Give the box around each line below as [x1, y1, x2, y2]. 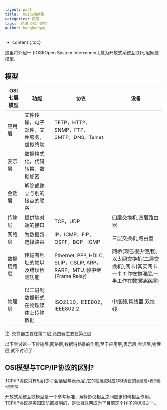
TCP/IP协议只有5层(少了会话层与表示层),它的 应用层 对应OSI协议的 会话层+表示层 [5, 377, 161, 384]
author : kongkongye [5, 26, 46, 31]
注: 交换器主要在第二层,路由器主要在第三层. [5, 330, 93, 336]
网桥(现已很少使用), [112, 248, 158, 255]
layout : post [5, 7, 32, 12]
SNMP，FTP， [54, 126, 88, 133]
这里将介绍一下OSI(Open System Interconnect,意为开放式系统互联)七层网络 [5, 50, 159, 56]
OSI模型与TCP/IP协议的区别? [5, 363, 94, 372]
